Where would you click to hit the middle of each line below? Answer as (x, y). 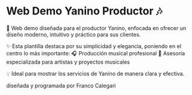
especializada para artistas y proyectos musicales (68, 62)
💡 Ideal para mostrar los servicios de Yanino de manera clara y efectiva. (95, 73)
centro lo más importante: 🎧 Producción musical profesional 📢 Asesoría (96, 53)
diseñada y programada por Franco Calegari (61, 85)
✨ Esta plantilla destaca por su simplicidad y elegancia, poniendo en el (94, 46)
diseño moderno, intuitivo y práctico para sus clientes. (74, 34)
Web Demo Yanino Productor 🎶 (84, 11)
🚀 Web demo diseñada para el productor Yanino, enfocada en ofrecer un (96, 28)
